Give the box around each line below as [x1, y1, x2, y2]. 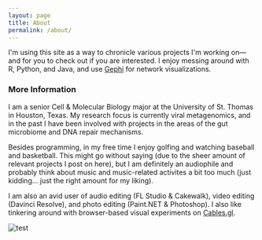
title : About [8, 19, 51, 27]
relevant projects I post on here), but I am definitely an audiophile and [8, 159, 234, 168]
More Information [8, 84, 76, 95]
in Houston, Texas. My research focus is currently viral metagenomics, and [8, 110, 251, 120]
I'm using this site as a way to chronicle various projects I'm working [8, 48, 230, 57]
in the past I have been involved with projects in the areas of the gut [8, 119, 228, 128]
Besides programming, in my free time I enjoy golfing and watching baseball [8, 142, 255, 152]
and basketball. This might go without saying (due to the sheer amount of [8, 150, 246, 160]
